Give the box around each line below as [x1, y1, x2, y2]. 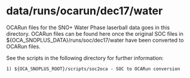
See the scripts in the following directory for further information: [6, 54, 164, 61]
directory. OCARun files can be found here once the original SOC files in [6, 30, 183, 37]
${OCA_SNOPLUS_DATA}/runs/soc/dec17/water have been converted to [6, 36, 184, 43]
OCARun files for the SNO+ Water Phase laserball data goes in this [6, 24, 170, 31]
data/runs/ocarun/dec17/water [6, 4, 163, 18]
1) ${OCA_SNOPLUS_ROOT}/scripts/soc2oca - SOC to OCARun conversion [6, 65, 180, 72]
